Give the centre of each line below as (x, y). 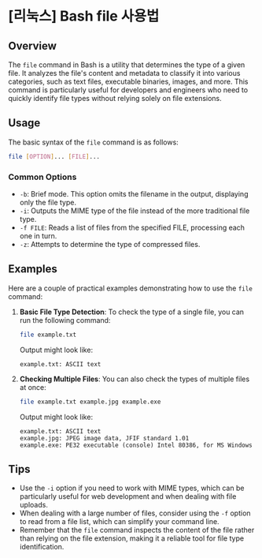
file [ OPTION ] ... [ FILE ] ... (54, 156)
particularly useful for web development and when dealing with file (128, 496)
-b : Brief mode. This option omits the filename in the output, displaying (134, 193)
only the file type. (48, 202)
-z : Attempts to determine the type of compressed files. (110, 244)
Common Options (42, 177)
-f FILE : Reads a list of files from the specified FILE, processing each (132, 227)
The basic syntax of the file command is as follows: (93, 142)
